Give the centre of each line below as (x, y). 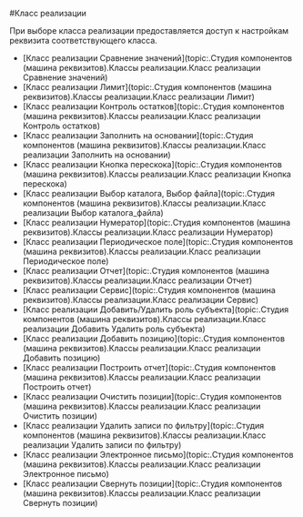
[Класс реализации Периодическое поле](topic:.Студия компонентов (158, 242)
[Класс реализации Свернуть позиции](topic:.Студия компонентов (152, 483)
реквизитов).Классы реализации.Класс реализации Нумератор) (148, 232)
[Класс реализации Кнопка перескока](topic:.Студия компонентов (152, 164)
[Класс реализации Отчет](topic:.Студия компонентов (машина (146, 271)
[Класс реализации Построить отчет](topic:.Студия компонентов (149, 367)
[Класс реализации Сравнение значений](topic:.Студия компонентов (157, 58)
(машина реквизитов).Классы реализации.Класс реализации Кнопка (157, 174)
